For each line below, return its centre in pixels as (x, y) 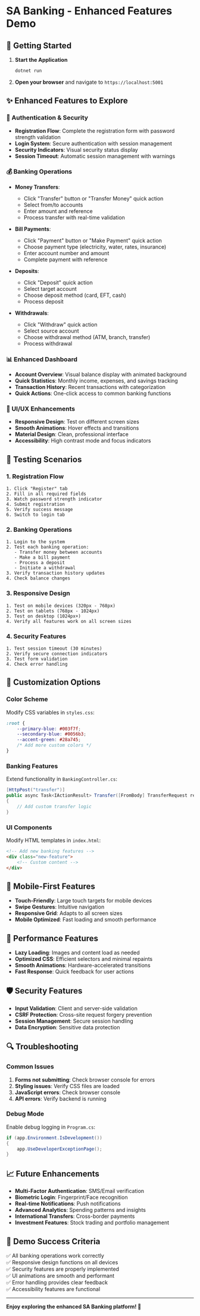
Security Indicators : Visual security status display (76, 149)
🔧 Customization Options (54, 682)
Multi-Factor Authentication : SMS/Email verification (79, 1191)
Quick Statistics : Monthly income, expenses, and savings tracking (96, 381)
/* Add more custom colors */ (54, 745)
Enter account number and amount (66, 253)
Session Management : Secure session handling (74, 1021)
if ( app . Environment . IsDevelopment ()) (54, 1138)
